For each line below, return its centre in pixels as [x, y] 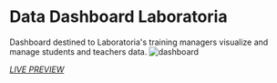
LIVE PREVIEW [37, 69]
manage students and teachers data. [78, 51]
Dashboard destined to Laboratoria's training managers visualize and [139, 42]
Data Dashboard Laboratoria [118, 17]
